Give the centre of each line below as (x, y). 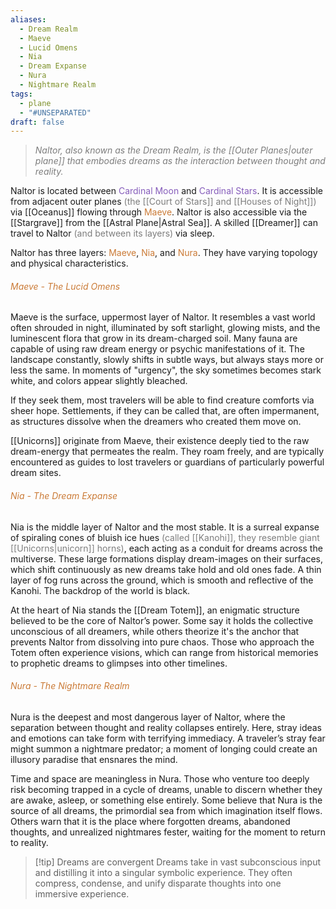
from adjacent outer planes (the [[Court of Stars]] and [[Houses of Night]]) (163, 202)
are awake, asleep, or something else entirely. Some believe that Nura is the (166, 800)
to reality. (29, 842)
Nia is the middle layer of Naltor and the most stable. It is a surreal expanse (165, 527)
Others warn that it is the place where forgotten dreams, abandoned (150, 821)
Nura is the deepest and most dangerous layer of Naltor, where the (148, 717)
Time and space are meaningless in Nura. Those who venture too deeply (160, 778)
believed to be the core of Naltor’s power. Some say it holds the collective (162, 620)
